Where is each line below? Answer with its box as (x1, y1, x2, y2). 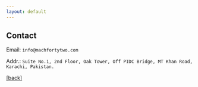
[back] (6, 75, 23, 82)
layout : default (6, 8, 46, 15)
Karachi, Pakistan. (6, 64, 55, 70)
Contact (6, 31, 37, 41)
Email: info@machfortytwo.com (6, 46, 78, 53)
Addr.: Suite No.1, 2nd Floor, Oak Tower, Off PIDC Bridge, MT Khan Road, (6, 57, 193, 65)
